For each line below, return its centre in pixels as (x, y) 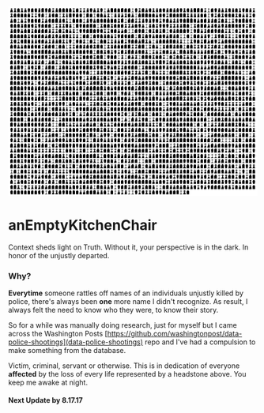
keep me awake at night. (48, 382)
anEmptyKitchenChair (83, 225)
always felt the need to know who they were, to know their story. (113, 310)
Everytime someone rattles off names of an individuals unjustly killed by (126, 293)
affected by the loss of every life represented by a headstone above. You (127, 374)
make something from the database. (67, 350)
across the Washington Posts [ (58, 333)
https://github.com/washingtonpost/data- (175, 333)
